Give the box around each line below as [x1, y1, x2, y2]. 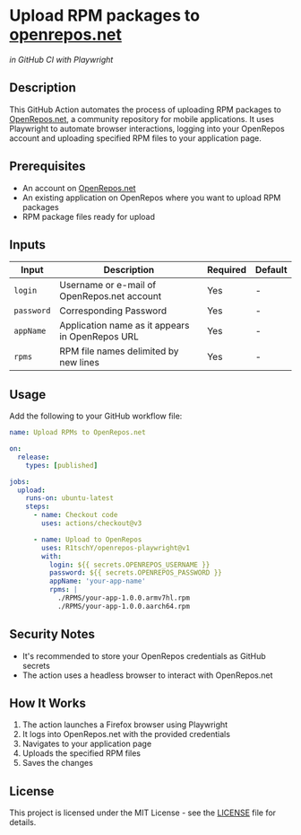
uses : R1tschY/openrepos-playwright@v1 [41, 543, 191, 552]
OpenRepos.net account [59, 290, 162, 303]
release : [17, 453, 50, 461]
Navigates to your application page [21, 738, 152, 750]
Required [207, 264, 247, 277]
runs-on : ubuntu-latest [25, 494, 115, 503]
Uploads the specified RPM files [21, 748, 142, 759]
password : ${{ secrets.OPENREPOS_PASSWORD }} [48, 568, 222, 577]
